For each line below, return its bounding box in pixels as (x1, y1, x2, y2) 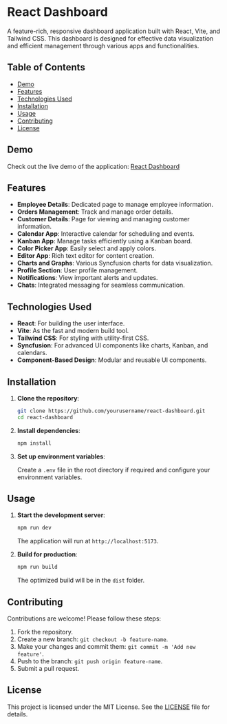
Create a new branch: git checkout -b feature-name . (17, 635, 169, 643)
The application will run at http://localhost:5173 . (17, 537, 159, 545)
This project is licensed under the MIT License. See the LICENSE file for (7, 703, 210, 711)
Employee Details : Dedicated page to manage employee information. (17, 201, 214, 209)
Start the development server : (17, 511, 105, 519)
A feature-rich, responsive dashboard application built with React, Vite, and (7, 27, 221, 35)
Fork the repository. (17, 628, 74, 636)
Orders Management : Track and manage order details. (17, 208, 173, 216)
